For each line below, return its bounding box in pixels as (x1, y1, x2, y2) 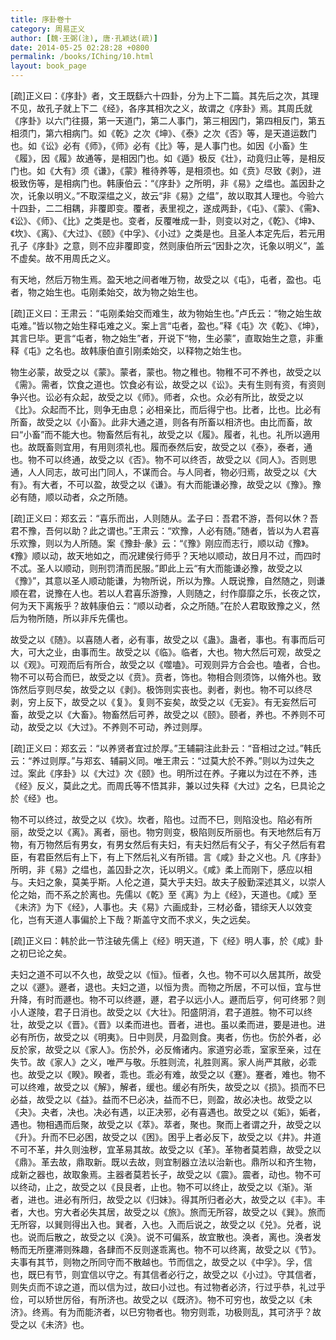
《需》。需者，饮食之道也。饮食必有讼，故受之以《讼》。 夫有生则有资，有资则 (10, 379, 326, 390)
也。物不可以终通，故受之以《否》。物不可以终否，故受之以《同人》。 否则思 (10, 454, 317, 465)
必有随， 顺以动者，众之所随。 (10, 491, 133, 503)
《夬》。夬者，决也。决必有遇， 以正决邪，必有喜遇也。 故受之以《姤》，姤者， (10, 1106, 326, 1118)
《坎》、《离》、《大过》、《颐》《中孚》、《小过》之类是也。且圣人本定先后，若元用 (10, 227, 326, 239)
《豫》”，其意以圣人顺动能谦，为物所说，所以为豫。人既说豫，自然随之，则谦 (10, 575, 326, 586)
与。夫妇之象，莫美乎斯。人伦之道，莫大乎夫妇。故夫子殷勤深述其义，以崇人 (10, 876, 326, 888)
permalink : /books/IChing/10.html (10, 52, 155, 62)
